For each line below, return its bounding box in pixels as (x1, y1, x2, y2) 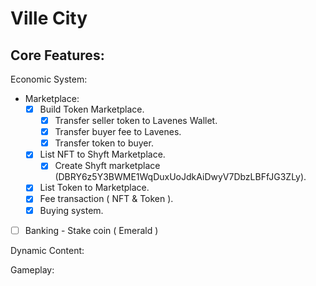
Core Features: (10, 47, 105, 64)
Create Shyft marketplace (54, 160, 161, 172)
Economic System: (10, 73, 88, 85)
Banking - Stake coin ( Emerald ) (24, 224, 159, 236)
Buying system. (39, 204, 104, 216)
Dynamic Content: (10, 244, 85, 256)
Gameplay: (10, 263, 55, 276)
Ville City (10, 7, 88, 30)
